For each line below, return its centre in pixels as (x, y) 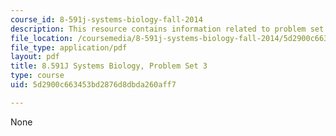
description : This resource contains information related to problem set (167, 29)
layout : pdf (35, 57)
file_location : (42, 38)
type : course (37, 76)
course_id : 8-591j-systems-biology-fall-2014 (106, 19)
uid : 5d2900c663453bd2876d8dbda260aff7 (93, 85)
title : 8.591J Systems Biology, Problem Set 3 (109, 66)
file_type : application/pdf (69, 47)
